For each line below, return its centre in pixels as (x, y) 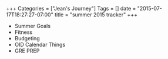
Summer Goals (33, 26)
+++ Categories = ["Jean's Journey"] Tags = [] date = (71, 8)
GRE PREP (27, 51)
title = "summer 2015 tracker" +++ (96, 15)
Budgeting (27, 38)
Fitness (23, 32)
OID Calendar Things (40, 44)
